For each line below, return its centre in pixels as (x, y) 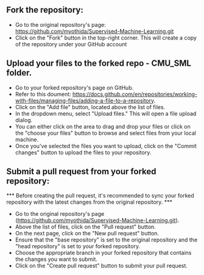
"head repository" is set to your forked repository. (78, 246)
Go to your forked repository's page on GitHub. (74, 87)
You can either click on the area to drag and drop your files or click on (103, 126)
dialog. (24, 120)
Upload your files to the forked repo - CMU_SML (99, 63)
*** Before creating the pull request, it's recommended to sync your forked (100, 196)
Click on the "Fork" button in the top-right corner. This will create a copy (106, 37)
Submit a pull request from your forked (81, 172)
